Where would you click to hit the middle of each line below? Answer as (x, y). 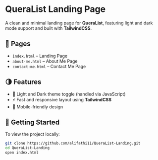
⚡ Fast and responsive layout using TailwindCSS (62, 99)
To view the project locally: (33, 134)
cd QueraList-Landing (27, 148)
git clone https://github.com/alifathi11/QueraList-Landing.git (73, 143)
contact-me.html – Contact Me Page (49, 66)
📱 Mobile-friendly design (38, 107)
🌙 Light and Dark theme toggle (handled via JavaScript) (69, 94)
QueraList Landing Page (55, 9)
